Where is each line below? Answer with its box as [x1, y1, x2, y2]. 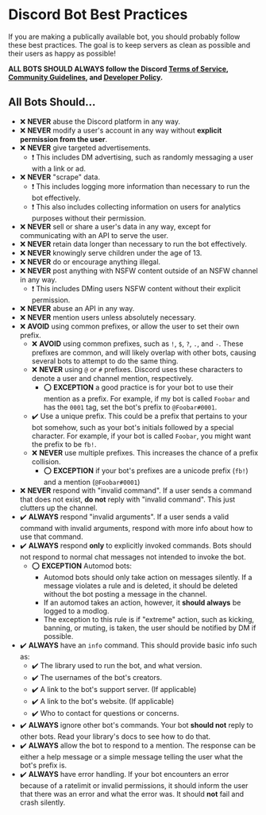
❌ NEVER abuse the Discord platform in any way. [19, 117, 181, 126]
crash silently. [19, 798, 66, 807]
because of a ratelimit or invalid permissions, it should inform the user [19, 780, 249, 790]
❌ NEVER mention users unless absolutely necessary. [19, 312, 196, 322]
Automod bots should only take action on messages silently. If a [43, 572, 253, 582]
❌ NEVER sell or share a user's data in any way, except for [19, 221, 212, 231]
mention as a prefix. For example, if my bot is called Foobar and [43, 394, 250, 403]
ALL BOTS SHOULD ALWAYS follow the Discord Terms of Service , [8, 63, 229, 73]
